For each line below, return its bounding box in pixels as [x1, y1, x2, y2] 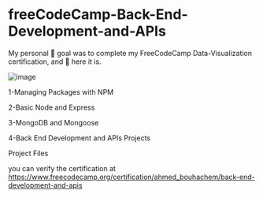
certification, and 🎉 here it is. [8, 57, 102, 66]
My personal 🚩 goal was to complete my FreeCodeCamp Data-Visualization [8, 48, 253, 58]
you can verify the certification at [8, 163, 117, 173]
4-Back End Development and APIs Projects [8, 133, 151, 143]
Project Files [8, 148, 49, 158]
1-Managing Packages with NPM [8, 87, 114, 96]
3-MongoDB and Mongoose [8, 118, 99, 127]
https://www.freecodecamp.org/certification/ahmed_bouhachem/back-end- [8, 172, 255, 181]
